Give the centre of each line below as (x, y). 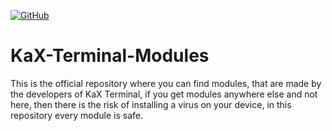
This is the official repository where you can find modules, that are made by (166, 83)
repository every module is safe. (76, 115)
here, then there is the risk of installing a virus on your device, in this (151, 104)
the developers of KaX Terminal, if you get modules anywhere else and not (164, 94)
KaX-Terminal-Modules (110, 56)
